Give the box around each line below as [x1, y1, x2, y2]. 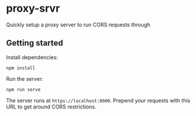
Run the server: [6, 75, 44, 82]
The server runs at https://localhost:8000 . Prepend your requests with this [6, 97, 191, 104]
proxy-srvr [6, 2, 60, 15]
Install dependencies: [6, 53, 58, 60]
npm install [6, 65, 35, 71]
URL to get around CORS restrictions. [6, 103, 97, 110]
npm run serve [6, 87, 41, 93]
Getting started [6, 38, 64, 48]
